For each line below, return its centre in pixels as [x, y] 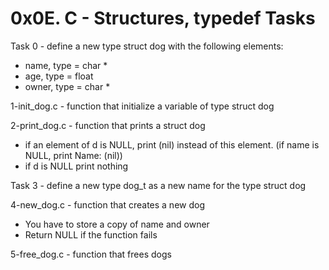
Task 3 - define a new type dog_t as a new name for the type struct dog [158, 185]
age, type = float [59, 76]
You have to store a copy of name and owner [117, 224]
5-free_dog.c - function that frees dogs [91, 254]
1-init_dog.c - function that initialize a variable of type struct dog [142, 106]
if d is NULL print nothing [76, 166]
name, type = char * [66, 65]
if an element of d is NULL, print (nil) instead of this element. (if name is [172, 144]
